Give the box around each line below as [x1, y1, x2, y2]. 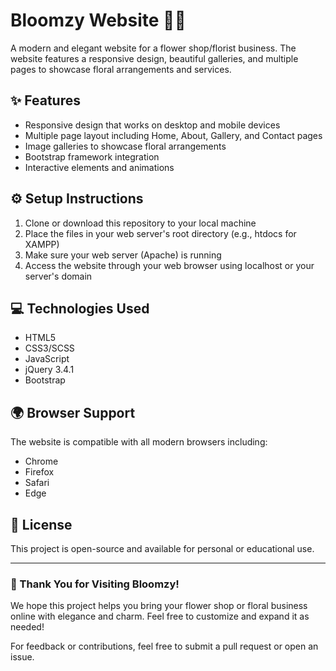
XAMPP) [24, 238, 60, 250]
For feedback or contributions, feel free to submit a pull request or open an [10, 640, 319, 653]
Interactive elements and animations [24, 161, 175, 173]
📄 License [10, 516, 73, 533]
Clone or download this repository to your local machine [24, 217, 257, 229]
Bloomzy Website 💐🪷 [10, 9, 187, 32]
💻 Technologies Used [10, 300, 150, 317]
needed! [10, 621, 45, 633]
